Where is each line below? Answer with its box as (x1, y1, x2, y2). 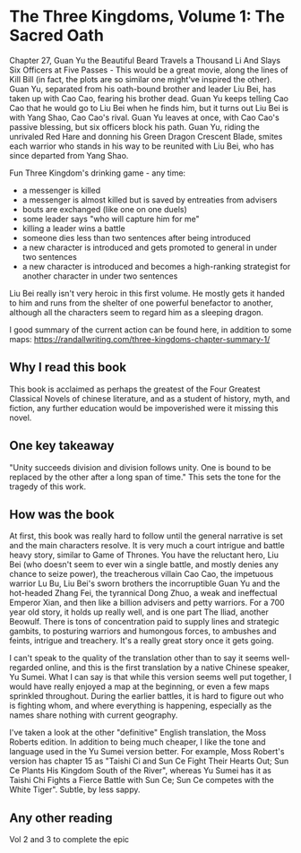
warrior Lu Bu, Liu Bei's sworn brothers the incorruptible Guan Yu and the (9, 578, 280, 589)
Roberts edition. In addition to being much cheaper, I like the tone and (9, 737, 266, 747)
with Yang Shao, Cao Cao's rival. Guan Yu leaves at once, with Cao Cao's (9, 112, 279, 123)
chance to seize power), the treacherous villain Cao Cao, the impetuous (9, 569, 274, 580)
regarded (9, 662, 43, 673)
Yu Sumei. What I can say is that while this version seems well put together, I (9, 672, 292, 683)
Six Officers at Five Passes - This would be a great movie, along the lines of (9, 65, 288, 75)
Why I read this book (9, 360, 127, 375)
